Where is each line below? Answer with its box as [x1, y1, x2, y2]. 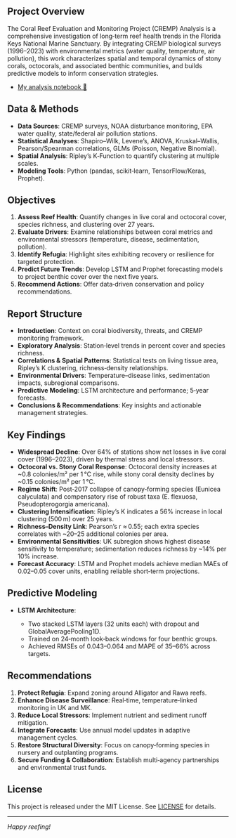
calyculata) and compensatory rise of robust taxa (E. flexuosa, [17, 492, 198, 501]
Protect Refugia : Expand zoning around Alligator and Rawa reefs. [17, 688, 207, 697]
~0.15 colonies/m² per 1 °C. [17, 478, 96, 486]
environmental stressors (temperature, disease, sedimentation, [17, 235, 199, 244]
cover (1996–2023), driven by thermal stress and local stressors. [17, 455, 205, 464]
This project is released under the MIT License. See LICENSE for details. [7, 802, 216, 811]
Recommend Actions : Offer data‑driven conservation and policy [17, 280, 204, 289]
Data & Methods [7, 103, 79, 115]
